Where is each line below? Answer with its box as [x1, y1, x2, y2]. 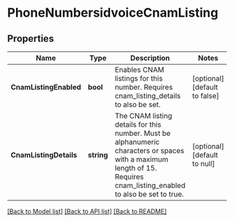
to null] [192, 159, 215, 168]
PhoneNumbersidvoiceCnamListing [7, 5, 219, 21]
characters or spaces [114, 146, 185, 155]
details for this [114, 120, 162, 129]
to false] [192, 91, 219, 100]
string [88, 150, 109, 159]
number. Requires [114, 82, 173, 92]
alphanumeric [114, 137, 160, 147]
